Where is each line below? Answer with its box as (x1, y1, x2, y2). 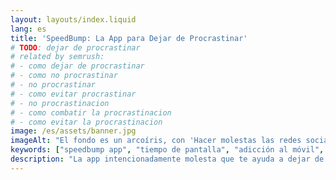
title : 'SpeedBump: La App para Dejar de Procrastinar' (10, 33, 248, 43)
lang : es (10, 24, 47, 34)
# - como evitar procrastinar (10, 89, 137, 99)
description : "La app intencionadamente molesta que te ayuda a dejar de (10, 154, 325, 164)
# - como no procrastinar (10, 71, 118, 81)
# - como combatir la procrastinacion (10, 107, 172, 118)
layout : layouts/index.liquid (10, 14, 137, 25)
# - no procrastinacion (10, 98, 110, 108)
